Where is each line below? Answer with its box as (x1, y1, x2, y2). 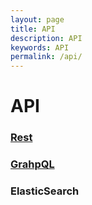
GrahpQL (10, 157, 55, 171)
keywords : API (10, 42, 70, 53)
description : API (10, 33, 83, 43)
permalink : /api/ (10, 52, 83, 62)
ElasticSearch (10, 184, 80, 198)
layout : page (10, 14, 65, 25)
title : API (10, 24, 56, 34)
